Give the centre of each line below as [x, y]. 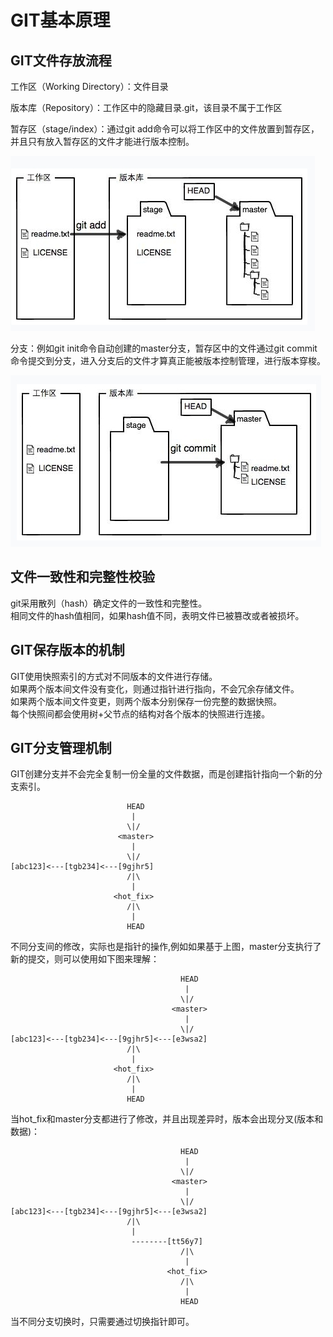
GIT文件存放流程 [61, 60]
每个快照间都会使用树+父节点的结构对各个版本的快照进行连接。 [140, 713]
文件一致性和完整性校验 [82, 577]
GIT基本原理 [60, 20]
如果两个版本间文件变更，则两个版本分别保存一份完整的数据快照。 [146, 701]
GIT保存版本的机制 [67, 650]
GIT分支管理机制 [61, 748]
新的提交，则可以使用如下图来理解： [85, 959]
